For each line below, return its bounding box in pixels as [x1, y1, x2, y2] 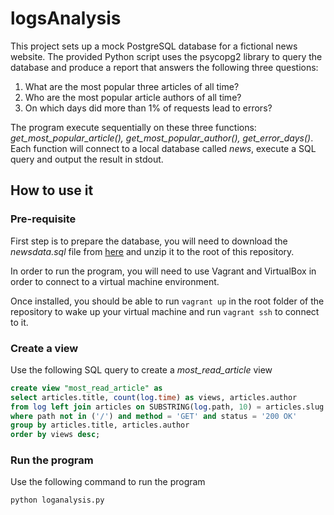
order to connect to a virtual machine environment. [10, 275, 220, 287]
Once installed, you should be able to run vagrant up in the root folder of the [10, 295, 325, 307]
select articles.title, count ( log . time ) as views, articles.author [10, 392, 298, 402]
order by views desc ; [10, 430, 101, 440]
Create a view [10, 341, 79, 355]
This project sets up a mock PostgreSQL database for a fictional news [10, 40, 298, 52]
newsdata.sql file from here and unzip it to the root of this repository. [10, 245, 295, 257]
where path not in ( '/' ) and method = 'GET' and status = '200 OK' [10, 411, 298, 421]
